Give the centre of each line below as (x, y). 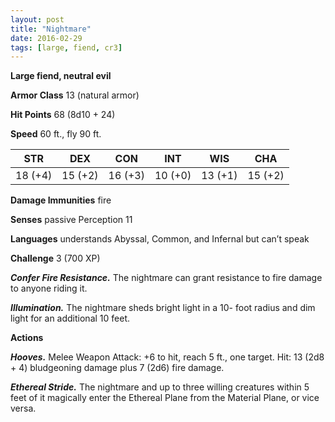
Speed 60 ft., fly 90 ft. (56, 134)
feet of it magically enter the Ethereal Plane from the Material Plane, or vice (165, 398)
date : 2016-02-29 (46, 38)
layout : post (37, 19)
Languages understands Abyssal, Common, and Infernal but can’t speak (160, 239)
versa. (23, 408)
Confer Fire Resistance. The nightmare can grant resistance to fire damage (166, 278)
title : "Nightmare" (51, 29)
